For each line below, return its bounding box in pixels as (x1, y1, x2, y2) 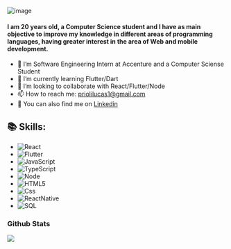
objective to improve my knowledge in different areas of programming (7, 30, 213, 38)
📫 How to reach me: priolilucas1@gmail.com (17, 90, 146, 98)
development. (7, 44, 49, 53)
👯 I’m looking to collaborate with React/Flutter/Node (17, 82, 165, 90)
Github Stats (7, 218, 51, 228)
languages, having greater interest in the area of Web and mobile (7, 37, 198, 45)
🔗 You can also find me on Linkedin (17, 100, 118, 108)
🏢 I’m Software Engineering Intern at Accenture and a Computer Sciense (17, 60, 224, 69)
